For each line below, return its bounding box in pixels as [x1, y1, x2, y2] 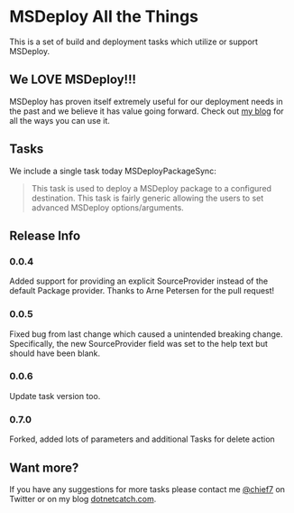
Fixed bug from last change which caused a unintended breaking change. [9, 328, 283, 340]
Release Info [9, 228, 81, 243]
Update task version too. [9, 390, 101, 401]
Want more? [9, 460, 79, 475]
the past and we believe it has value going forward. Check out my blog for [9, 106, 284, 117]
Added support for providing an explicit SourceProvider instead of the [9, 275, 269, 286]
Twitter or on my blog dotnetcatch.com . [9, 493, 157, 504]
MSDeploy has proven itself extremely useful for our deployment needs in [9, 96, 284, 107]
